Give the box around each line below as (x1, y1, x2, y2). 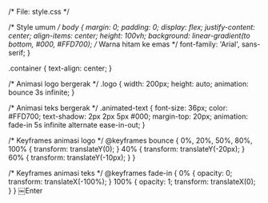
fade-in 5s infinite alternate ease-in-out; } (8, 120, 146, 129)
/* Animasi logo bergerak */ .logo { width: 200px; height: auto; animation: (8, 79, 250, 88)
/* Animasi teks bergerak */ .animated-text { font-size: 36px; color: (8, 104, 228, 112)
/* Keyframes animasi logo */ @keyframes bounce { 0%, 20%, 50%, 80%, (8, 136, 254, 145)
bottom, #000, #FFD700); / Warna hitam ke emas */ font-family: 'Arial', (8, 39, 240, 49)
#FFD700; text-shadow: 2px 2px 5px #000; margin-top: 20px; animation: (8, 112, 249, 121)
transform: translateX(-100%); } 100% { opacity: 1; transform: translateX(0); (8, 177, 256, 186)
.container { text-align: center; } (8, 63, 113, 73)
